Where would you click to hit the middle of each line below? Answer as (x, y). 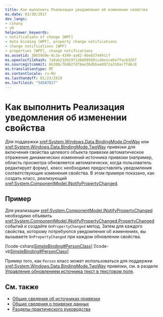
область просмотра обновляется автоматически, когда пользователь (78, 162)
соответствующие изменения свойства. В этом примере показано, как (80, 173)
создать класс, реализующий (36, 178)
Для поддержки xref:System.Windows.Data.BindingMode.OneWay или (77, 142)
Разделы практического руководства (51, 309)
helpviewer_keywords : (27, 32)
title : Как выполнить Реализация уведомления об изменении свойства (76, 10)
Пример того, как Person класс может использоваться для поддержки (79, 261)
